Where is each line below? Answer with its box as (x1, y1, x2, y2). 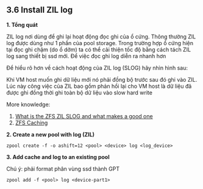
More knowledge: (6, 101, 51, 108)
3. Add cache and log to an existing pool (6, 153, 110, 160)
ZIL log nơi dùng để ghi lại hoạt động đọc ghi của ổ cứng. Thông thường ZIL (6, 33, 196, 40)
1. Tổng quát (6, 21, 38, 28)
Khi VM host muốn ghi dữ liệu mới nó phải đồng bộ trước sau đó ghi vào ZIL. (6, 76, 198, 83)
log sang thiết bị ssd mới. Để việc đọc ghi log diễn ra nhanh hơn (6, 52, 166, 60)
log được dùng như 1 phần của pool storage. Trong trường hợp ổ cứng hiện (6, 39, 194, 46)
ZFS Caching (15, 119, 48, 126)
